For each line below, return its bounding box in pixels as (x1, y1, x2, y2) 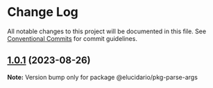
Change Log (7, 4, 78, 20)
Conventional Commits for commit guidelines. (7, 34, 137, 42)
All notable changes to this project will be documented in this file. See (7, 27, 207, 35)
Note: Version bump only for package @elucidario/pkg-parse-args (7, 73, 198, 81)
